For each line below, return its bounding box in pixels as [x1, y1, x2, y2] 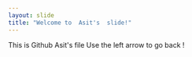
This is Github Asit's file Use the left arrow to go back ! [8, 40, 185, 49]
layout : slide [8, 11, 55, 20]
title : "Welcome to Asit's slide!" [8, 19, 132, 27]
